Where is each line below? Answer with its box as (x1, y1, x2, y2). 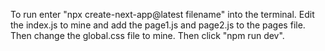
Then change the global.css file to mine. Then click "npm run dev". (10, 30, 285, 41)
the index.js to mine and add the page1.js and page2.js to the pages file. (10, 19, 306, 31)
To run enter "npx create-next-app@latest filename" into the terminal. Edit (10, 9, 315, 20)
